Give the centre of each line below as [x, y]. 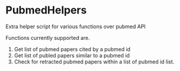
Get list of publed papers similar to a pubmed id [72, 55]
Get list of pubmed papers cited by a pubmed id [72, 49]
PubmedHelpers [46, 10]
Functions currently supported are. [48, 38]
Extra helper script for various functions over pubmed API [76, 26]
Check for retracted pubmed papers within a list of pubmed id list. [94, 62]
